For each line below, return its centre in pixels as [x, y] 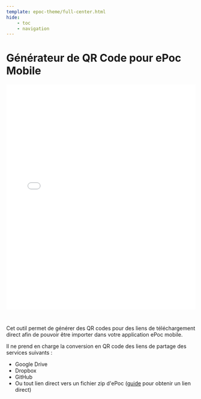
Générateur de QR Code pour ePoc [94, 58]
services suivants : [29, 353]
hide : [13, 17]
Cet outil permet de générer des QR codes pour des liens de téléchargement [101, 328]
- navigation [33, 28]
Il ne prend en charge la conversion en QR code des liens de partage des [97, 346]
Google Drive [31, 364]
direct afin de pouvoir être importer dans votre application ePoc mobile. [94, 335]
